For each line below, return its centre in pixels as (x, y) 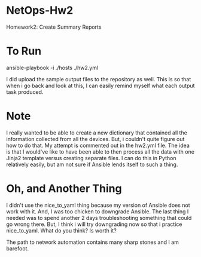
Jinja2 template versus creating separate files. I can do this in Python (91, 158)
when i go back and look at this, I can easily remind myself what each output (100, 85)
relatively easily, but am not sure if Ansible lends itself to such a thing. (92, 164)
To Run (24, 51)
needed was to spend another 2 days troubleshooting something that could (99, 218)
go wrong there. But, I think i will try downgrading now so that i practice (94, 224)
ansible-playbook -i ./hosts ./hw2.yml (52, 68)
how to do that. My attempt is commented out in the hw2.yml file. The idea (98, 145)
